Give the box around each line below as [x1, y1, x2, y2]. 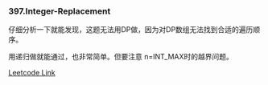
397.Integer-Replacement [8, 6, 111, 17]
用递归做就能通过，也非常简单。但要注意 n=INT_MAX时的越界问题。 [8, 52, 233, 62]
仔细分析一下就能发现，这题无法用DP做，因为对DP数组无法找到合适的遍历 [8, 25, 254, 34]
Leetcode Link [8, 68, 56, 78]
